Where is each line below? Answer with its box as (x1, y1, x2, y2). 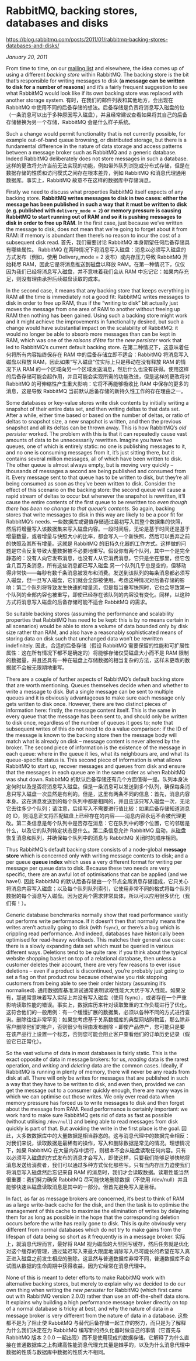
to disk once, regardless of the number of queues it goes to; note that (6, 719, 173, 726)
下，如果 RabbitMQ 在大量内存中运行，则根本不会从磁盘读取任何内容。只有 (6, 1146, 187, 1153)
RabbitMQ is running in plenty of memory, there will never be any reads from (6, 1068, 190, 1075)
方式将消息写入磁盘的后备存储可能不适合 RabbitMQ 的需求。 (6, 598, 150, 605)
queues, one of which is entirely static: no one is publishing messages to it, (6, 443, 187, 450)
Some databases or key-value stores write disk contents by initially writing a (6, 399, 189, 406)
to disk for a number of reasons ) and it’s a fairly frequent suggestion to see (6, 83, 188, 90)
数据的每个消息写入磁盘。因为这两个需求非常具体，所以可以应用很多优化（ (6, 892, 185, 899)
